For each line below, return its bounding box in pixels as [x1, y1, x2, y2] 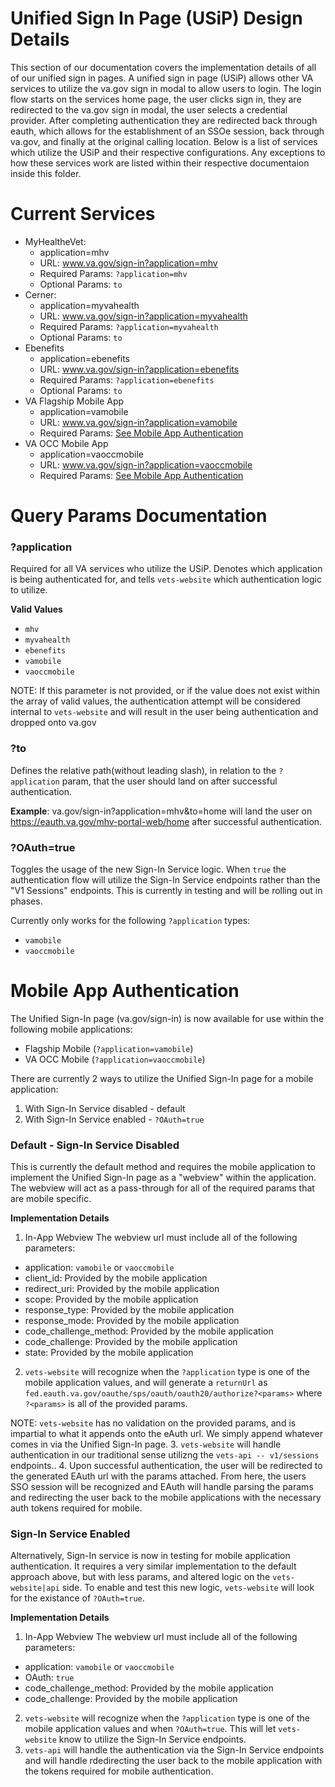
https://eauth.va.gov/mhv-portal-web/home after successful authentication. [10, 815, 323, 827]
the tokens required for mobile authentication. [24, 1765, 214, 1777]
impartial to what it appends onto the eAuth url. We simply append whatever [10, 1428, 323, 1440]
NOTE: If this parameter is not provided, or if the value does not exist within [10, 685, 321, 697]
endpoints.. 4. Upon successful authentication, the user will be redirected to [10, 1460, 323, 1472]
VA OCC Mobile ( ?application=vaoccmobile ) [24, 1053, 206, 1065]
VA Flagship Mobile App [24, 395, 125, 407]
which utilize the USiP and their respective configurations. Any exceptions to [10, 146, 326, 158]
